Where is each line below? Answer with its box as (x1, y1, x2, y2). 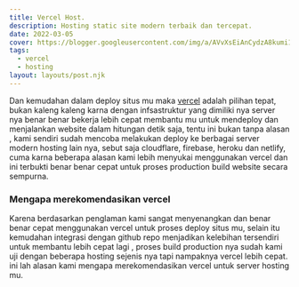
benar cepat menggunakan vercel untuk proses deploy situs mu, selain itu (9, 223, 280, 234)
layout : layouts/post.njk (9, 71, 105, 80)
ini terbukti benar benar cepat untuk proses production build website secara (9, 161, 288, 171)
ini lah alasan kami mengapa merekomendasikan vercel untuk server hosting (9, 260, 290, 271)
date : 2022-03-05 (9, 29, 74, 38)
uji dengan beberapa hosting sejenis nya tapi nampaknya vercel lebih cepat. (9, 251, 288, 262)
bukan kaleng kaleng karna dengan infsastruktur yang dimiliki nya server (9, 104, 276, 116)
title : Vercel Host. (9, 12, 86, 22)
